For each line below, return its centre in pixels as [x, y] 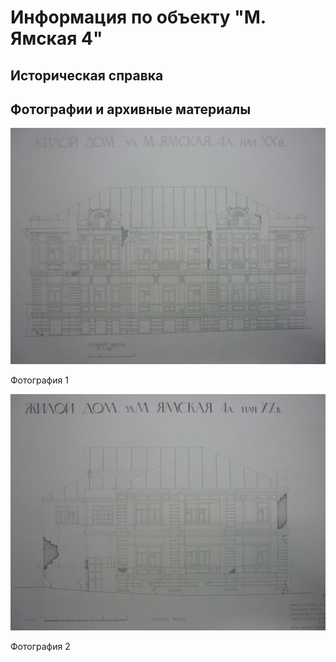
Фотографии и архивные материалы [131, 109]
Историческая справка [87, 75]
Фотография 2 [40, 647]
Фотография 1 [39, 380]
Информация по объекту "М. [138, 17]
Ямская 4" [56, 38]
